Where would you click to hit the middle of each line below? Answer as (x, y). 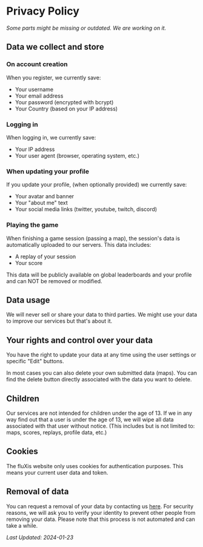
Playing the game (32, 225)
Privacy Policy (43, 11)
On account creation (37, 64)
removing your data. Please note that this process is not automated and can (101, 519)
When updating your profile (48, 171)
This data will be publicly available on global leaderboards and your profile (99, 275)
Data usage (28, 300)
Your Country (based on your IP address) (66, 109)
